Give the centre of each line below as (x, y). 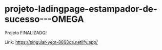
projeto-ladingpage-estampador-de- (81, 9)
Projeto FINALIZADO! (26, 33)
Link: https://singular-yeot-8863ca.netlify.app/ (51, 42)
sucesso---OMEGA (44, 19)
